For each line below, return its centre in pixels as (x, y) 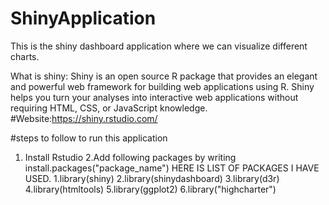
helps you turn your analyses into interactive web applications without (154, 97)
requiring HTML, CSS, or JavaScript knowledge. (109, 108)
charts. (25, 56)
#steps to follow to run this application (89, 138)
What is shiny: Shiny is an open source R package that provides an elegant (164, 76)
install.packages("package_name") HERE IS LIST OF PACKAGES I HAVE (172, 168)
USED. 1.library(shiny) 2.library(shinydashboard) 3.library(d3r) (152, 178)
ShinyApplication (83, 18)
